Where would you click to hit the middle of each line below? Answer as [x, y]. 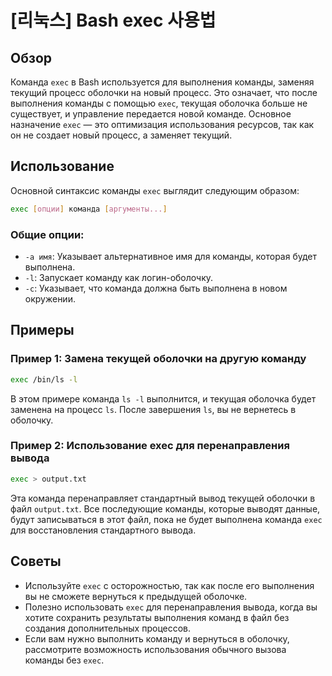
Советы [36, 561]
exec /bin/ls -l [44, 379]
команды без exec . [64, 660]
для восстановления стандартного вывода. [103, 530]
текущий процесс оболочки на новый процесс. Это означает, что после [164, 92]
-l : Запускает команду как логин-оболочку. [119, 277]
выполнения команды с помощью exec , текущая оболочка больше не [159, 103]
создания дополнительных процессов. [108, 628]
